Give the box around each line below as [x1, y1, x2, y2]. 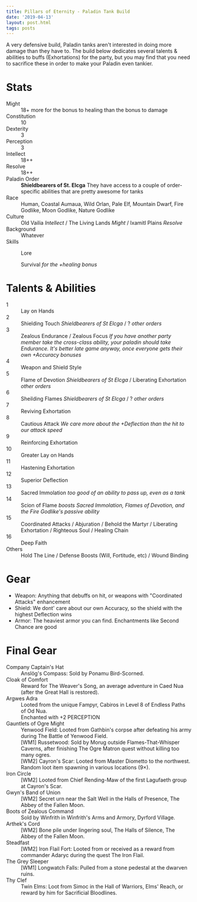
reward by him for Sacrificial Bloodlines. [21, 889, 118, 896]
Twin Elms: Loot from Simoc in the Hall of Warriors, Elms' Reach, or [21, 883, 183, 890]
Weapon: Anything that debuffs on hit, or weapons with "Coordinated [14, 592, 182, 599]
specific [21, 188, 41, 195]
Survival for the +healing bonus [21, 261, 98, 268]
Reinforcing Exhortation [21, 439, 78, 446]
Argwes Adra [6, 695, 38, 702]
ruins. [21, 871, 35, 877]
